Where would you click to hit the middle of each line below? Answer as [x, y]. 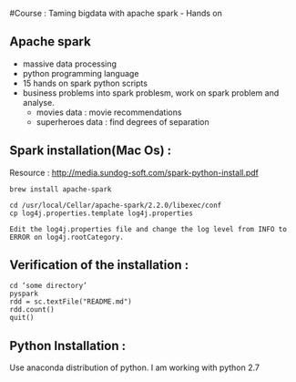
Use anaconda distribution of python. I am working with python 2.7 [134, 367]
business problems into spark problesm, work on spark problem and [151, 93]
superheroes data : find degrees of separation [122, 121]
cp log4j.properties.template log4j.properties [102, 213]
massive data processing [69, 64]
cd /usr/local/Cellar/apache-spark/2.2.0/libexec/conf [116, 205]
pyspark [24, 294]
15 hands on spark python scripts [85, 83]
